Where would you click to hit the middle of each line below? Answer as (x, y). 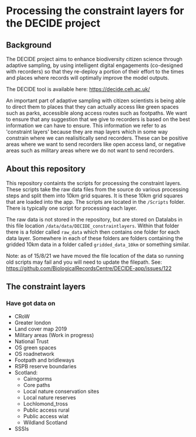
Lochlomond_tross (46, 404)
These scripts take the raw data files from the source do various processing (97, 189)
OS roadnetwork (34, 354)
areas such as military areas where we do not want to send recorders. (90, 150)
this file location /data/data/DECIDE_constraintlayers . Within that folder (93, 226)
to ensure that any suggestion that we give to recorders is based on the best (98, 119)
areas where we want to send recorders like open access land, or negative (96, 144)
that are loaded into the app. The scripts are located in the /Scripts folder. (96, 201)
